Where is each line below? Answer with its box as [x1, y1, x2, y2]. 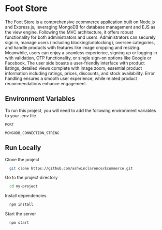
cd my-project [9, 184, 38, 189]
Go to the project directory [5, 175, 58, 181]
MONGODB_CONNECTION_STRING [5, 130, 59, 136]
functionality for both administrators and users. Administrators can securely [5, 34, 156, 40]
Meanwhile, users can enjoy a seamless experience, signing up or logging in [5, 49, 157, 56]
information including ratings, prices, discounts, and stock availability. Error [5, 70, 155, 76]
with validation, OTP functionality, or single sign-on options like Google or [5, 55, 151, 61]
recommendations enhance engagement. [5, 80, 87, 86]
